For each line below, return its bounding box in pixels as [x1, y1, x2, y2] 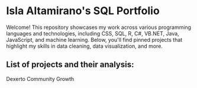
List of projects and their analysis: [6, 60, 134, 70]
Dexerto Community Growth [6, 75, 75, 82]
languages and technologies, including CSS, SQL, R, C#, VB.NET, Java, [6, 30, 179, 37]
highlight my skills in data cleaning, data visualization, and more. [6, 43, 163, 50]
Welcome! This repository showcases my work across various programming [6, 24, 191, 31]
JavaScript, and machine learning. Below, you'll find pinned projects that [6, 36, 183, 43]
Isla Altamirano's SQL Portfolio [6, 4, 160, 18]
